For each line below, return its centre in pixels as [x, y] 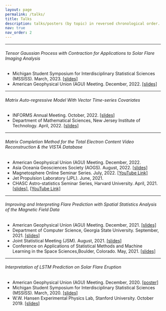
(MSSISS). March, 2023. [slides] [45, 79]
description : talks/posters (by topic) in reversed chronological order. [83, 23]
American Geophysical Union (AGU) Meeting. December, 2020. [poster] [85, 282]
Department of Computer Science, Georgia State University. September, [85, 230]
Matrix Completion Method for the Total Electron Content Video [70, 142]
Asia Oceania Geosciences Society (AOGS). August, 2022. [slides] [80, 167]
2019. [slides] [26, 304]
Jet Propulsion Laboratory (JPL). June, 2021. [58, 178]
